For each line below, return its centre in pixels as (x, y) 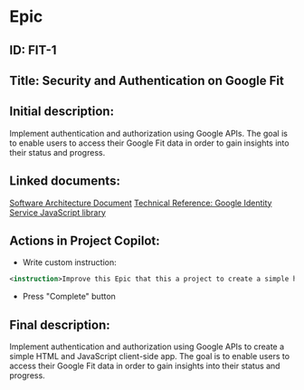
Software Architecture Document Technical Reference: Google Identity (141, 203)
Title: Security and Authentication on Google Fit (147, 80)
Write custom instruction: (70, 262)
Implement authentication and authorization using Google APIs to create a (147, 347)
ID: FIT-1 (33, 50)
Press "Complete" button (69, 297)
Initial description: (62, 112)
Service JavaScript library (58, 212)
